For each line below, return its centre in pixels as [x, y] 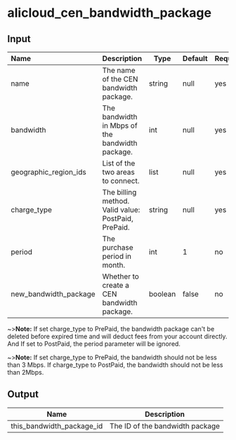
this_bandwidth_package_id [57, 426]
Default [195, 59]
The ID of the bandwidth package [165, 426]
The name [119, 70]
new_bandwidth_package [53, 294]
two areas [118, 172]
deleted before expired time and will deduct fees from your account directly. [117, 336]
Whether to [120, 276]
